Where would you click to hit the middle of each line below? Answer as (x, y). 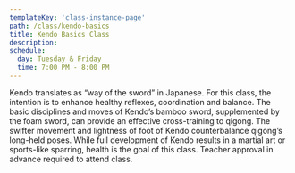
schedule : (28, 51)
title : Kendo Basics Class (59, 34)
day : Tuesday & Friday (59, 59)
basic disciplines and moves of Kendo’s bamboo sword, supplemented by (144, 111)
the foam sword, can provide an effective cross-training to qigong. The (140, 120)
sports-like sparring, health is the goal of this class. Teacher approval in (141, 149)
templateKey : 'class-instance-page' (77, 17)
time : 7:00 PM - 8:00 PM (63, 68)
